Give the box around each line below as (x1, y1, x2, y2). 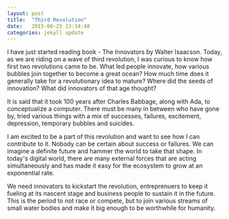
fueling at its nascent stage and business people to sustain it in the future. (7, 190, 215, 198)
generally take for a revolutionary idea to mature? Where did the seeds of (7, 77, 213, 86)
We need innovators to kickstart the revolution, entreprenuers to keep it (7, 182, 208, 190)
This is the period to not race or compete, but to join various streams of (7, 196, 208, 205)
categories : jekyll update (7, 29, 84, 36)
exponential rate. (7, 169, 55, 177)
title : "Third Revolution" (7, 16, 87, 23)
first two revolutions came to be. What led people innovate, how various (7, 62, 210, 70)
